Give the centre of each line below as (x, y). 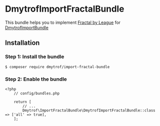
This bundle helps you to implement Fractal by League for (63, 22)
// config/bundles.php (37, 93)
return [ (23, 102)
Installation (22, 43)
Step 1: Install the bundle (35, 57)
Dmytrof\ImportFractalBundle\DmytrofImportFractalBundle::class (89, 110)
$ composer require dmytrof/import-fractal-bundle (57, 67)
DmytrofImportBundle (27, 27)
